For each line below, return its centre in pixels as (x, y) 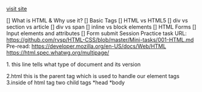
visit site (17, 9)
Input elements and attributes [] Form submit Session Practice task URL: (97, 33)
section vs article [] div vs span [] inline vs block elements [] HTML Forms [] (101, 27)
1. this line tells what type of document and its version (74, 64)
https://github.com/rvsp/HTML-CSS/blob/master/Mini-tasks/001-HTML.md (100, 40)
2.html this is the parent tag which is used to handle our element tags (93, 76)
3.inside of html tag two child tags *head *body (66, 82)
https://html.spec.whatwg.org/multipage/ (58, 53)
